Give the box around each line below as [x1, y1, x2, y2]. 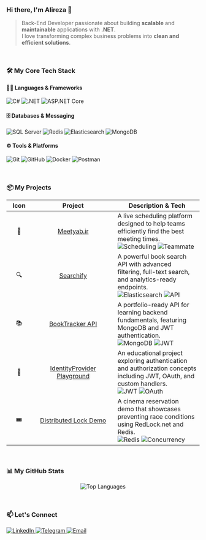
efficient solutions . [21, 39, 71, 47]
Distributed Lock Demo [39, 416, 107, 425]
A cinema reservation [117, 397, 179, 406]
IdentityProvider [50, 364, 96, 373]
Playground [56, 372, 90, 381]
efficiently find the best [117, 227, 185, 235]
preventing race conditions [117, 413, 195, 421]
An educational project [117, 349, 183, 357]
